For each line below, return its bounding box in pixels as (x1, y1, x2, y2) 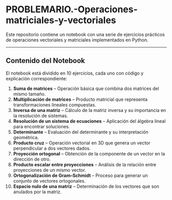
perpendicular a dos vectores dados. (13, 145, 91, 151)
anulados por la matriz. (13, 188, 62, 195)
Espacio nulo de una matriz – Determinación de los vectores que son (13, 183, 160, 189)
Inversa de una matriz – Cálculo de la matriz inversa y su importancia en (13, 107, 166, 113)
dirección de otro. (13, 156, 51, 162)
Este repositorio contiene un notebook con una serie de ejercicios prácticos (6, 31, 165, 37)
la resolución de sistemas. (13, 113, 68, 119)
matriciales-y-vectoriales (6, 14, 116, 26)
